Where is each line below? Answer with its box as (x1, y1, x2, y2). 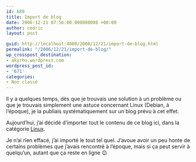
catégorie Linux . (6, 126, 46, 133)
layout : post (6, 31, 38, 36)
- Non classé (6, 79, 38, 85)
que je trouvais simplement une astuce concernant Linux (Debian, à (6, 102, 170, 109)
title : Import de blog (6, 14, 62, 20)
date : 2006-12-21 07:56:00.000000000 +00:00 (6, 19, 117, 25)
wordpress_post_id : (6, 63, 54, 69)
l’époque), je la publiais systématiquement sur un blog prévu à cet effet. (6, 108, 179, 115)
